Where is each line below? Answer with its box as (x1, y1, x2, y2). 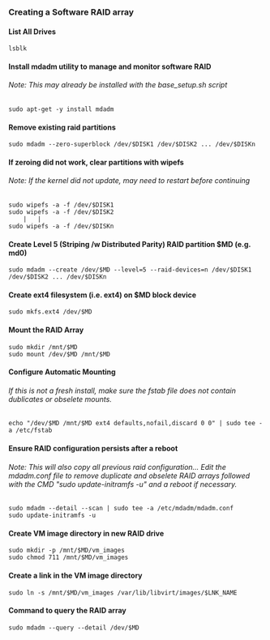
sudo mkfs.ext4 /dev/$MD (8, 308, 92, 316)
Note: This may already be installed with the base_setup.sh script (8, 80, 228, 90)
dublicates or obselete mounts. (8, 394, 112, 403)
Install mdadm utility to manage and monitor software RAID (8, 62, 212, 71)
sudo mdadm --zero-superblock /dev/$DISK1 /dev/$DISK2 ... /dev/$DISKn (8, 140, 255, 148)
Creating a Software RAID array (8, 6, 135, 18)
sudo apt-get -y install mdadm (8, 105, 114, 113)
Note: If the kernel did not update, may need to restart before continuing (8, 176, 251, 186)
